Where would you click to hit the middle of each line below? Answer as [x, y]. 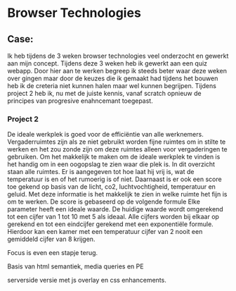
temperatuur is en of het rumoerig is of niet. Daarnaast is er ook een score [115, 179]
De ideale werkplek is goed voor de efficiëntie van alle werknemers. [105, 135]
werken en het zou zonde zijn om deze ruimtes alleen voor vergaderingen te [117, 149]
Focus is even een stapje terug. [53, 253]
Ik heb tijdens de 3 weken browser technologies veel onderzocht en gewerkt [118, 56]
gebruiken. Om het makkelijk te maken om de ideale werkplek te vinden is [114, 157]
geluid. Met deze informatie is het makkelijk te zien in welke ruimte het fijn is [117, 194]
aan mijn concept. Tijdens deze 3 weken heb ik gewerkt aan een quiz [107, 63]
